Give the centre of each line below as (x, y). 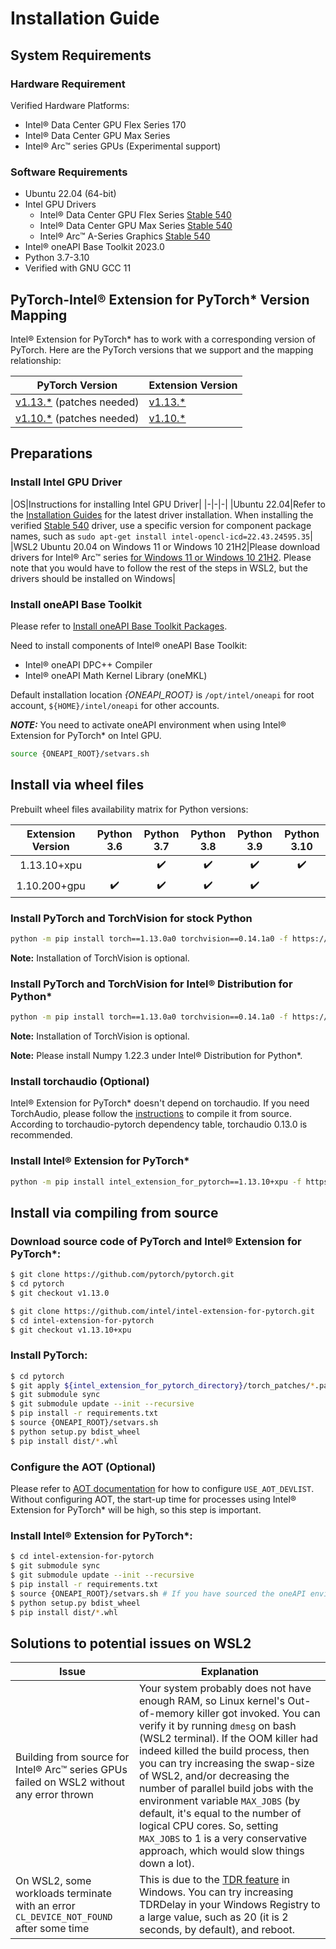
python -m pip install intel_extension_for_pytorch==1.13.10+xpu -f (156, 1182)
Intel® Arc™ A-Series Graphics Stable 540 (125, 236)
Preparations (51, 453)
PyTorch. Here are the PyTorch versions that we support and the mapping (162, 349)
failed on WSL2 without (70, 1782)
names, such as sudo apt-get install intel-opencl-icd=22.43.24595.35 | (161, 536)
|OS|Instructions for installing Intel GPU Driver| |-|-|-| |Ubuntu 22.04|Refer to (168, 504)
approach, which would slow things (222, 1851)
